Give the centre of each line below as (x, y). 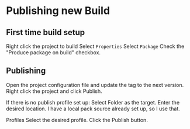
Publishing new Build (58, 11)
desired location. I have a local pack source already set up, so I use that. (93, 109)
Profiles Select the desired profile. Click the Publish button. (77, 120)
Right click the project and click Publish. (54, 91)
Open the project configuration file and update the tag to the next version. (95, 85)
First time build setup (46, 32)
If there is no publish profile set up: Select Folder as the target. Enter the (93, 102)
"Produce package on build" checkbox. (53, 53)
